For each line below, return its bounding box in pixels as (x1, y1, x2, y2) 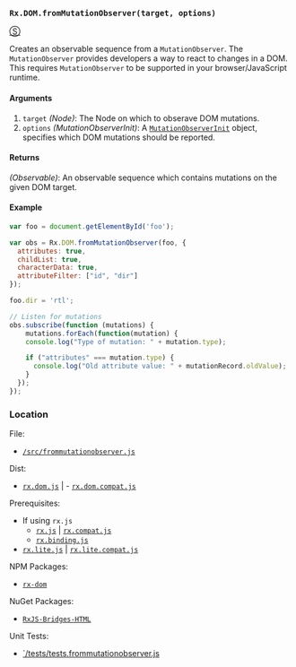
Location (9, 408, 49, 420)
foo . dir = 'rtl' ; (9, 296, 74, 306)
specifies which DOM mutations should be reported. (22, 132, 215, 143)
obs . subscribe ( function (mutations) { (9, 320, 154, 330)
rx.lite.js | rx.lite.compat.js (22, 544, 139, 555)
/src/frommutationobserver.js (22, 447, 136, 456)
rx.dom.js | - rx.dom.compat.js (22, 481, 136, 491)
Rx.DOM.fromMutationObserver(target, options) (9, 8, 217, 18)
